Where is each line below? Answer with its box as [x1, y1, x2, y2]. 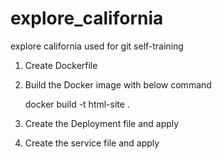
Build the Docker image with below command [24, 78, 212, 91]
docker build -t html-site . [24, 98, 130, 110]
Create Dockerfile [24, 59, 98, 71]
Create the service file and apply [24, 137, 160, 149]
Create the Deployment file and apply [24, 117, 180, 129]
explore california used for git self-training [10, 40, 184, 52]
